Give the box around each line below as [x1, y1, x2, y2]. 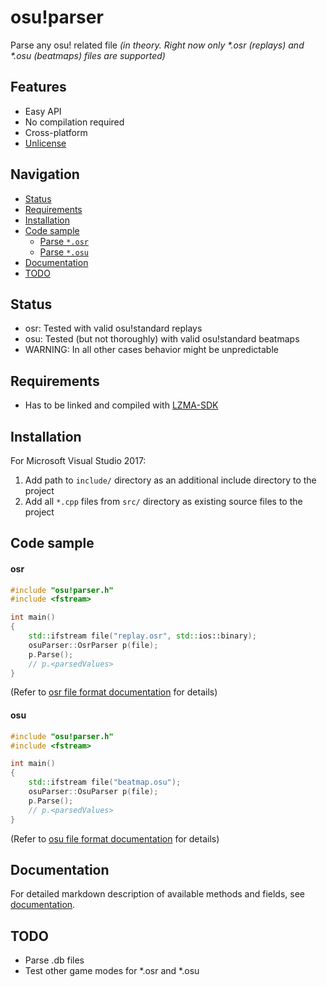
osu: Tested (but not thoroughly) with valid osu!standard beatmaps [24, 333, 300, 345]
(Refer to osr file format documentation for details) [10, 686, 218, 698]
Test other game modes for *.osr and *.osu [24, 965, 200, 977]
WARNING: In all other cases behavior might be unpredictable [24, 344, 279, 356]
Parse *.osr [39, 235, 89, 247]
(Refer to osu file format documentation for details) [10, 832, 220, 845]
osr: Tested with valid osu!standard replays [24, 322, 203, 335]
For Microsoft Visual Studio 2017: [10, 455, 147, 466]
